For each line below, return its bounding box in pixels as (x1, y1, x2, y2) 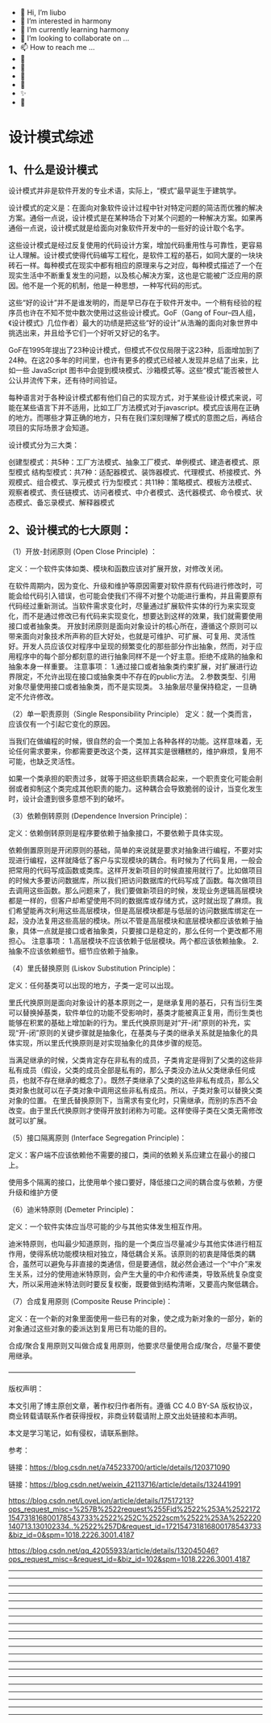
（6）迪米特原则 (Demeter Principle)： (8, 1204, 136, 1214)
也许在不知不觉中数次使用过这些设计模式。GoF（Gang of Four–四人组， (22, 308, 261, 317)
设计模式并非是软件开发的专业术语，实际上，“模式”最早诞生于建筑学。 (8, 186, 241, 195)
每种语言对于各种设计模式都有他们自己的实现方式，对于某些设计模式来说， (8, 392, 256, 402)
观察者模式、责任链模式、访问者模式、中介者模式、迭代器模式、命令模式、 (8, 488, 256, 497)
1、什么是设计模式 (8, 162, 98, 177)
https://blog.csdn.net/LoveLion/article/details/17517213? (8, 1495, 194, 1505)
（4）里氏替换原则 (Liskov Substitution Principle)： (8, 963, 178, 973)
